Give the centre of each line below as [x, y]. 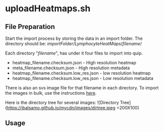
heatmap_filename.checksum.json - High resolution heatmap [74, 63]
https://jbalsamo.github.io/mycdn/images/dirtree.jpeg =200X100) [73, 108]
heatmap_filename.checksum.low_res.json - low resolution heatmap [81, 73]
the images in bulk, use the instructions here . [51, 93]
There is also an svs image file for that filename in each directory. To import [82, 88]
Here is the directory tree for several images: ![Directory [62, 103]
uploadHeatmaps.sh [48, 9]
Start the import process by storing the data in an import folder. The [74, 38]
